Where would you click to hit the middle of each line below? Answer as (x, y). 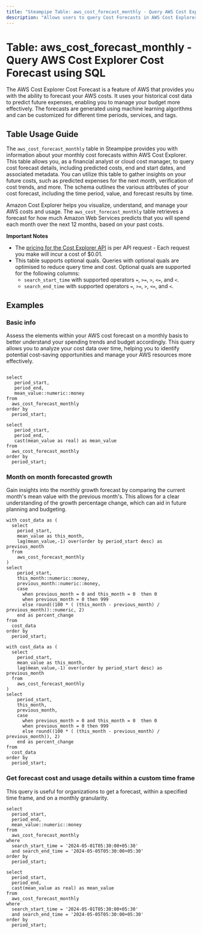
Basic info (21, 322)
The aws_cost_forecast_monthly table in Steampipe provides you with (92, 149)
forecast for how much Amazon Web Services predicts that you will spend (98, 218)
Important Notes (27, 236)
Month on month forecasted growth (59, 477)
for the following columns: (47, 273)
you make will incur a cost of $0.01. (59, 254)
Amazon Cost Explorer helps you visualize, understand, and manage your (97, 205)
